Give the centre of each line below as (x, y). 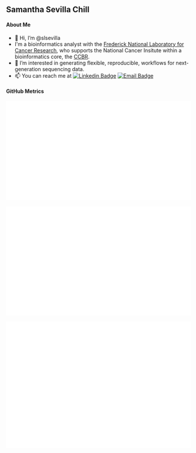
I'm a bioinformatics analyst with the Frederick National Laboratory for (99, 44)
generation (28, 69)
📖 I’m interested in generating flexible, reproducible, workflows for (94, 63)
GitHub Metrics (25, 91)
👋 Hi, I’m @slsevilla (37, 38)
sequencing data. (63, 69)
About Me (18, 24)
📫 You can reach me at (43, 75)
